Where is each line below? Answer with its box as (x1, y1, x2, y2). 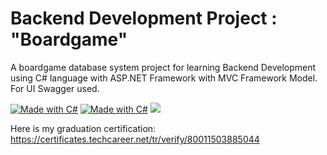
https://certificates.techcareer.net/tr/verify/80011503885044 (10, 133, 260, 145)
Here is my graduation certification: (10, 122, 157, 134)
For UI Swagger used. (10, 82, 100, 94)
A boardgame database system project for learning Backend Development (10, 61, 317, 73)
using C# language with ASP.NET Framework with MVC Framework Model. (10, 72, 318, 84)
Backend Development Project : (10, 7, 278, 30)
